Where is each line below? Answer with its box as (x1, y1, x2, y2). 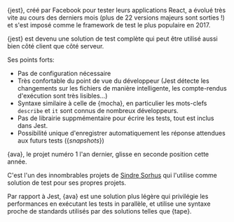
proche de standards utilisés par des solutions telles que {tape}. (7, 207, 192, 215)
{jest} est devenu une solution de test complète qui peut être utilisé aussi (7, 34, 219, 43)
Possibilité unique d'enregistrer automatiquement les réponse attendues (17, 129, 226, 137)
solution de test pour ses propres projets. (7, 178, 127, 187)
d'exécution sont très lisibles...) (17, 91, 108, 100)
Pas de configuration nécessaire (17, 70, 111, 77)
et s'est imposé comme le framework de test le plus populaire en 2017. (7, 21, 211, 29)
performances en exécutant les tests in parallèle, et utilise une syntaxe (7, 200, 211, 208)
